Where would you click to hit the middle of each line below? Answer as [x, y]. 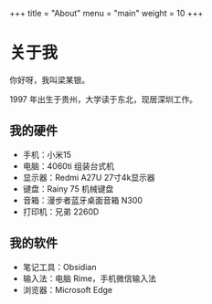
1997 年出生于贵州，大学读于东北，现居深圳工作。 [104, 99]
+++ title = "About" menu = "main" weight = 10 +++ [106, 13]
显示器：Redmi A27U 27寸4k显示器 [89, 177]
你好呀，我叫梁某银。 [49, 79]
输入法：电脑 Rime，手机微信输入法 [90, 278]
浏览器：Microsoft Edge [68, 289]
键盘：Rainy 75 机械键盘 [68, 189]
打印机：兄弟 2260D [61, 211]
